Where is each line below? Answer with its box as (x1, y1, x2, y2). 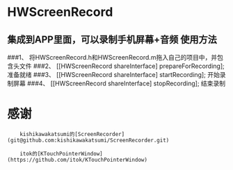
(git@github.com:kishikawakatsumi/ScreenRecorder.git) (7, 137, 170, 144)
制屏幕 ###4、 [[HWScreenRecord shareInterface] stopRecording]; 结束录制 (7, 79, 226, 87)
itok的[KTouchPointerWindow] (19, 150, 103, 157)
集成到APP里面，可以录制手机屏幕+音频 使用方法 (7, 33, 218, 45)
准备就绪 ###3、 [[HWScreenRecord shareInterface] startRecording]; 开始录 (7, 71, 226, 78)
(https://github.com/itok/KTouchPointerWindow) (7, 156, 148, 163)
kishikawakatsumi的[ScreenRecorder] (19, 130, 125, 137)
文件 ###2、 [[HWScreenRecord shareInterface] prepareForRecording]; (19, 62, 225, 70)
